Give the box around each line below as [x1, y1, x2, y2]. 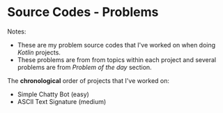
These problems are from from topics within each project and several [17, 55, 217, 63]
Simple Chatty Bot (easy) [17, 90, 89, 98]
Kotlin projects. [17, 48, 61, 56]
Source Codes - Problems [7, 4, 159, 20]
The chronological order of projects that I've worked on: [7, 76, 169, 84]
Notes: [7, 27, 26, 36]
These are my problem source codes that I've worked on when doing [17, 40, 216, 49]
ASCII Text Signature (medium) [17, 97, 107, 105]
